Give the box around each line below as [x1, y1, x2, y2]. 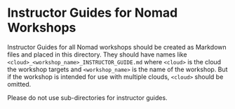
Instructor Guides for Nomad [7, 5, 178, 21]
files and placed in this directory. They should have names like [7, 50, 187, 59]
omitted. [7, 80, 32, 88]
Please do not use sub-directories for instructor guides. [7, 93, 168, 102]
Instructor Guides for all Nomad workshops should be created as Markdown [7, 43, 227, 51]
